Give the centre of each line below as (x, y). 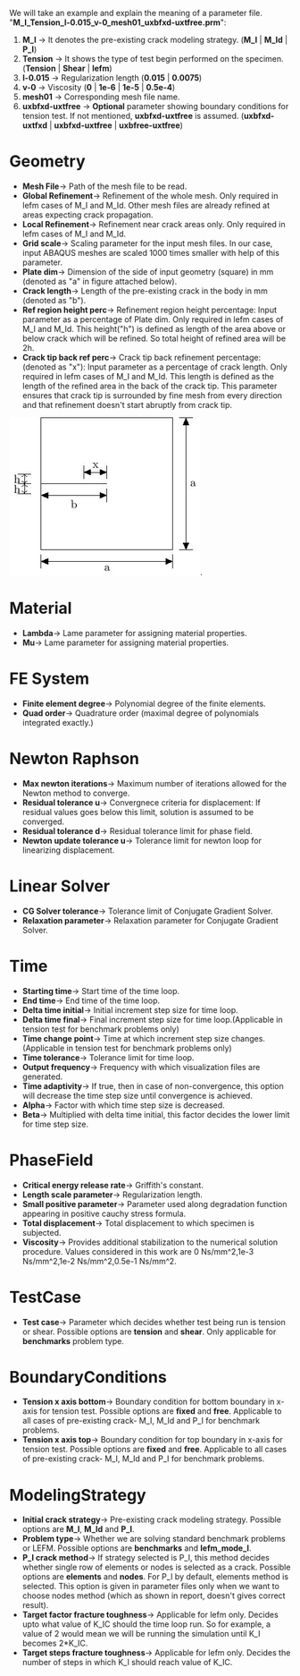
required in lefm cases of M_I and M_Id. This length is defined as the (148, 376)
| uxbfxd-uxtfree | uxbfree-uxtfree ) (116, 125)
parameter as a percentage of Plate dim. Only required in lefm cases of (153, 319)
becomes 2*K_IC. (55, 1643)
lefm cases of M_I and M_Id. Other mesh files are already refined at (146, 205)
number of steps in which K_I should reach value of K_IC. (127, 1663)
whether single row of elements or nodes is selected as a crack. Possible (156, 1567)
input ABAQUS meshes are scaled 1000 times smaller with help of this (150, 252)
